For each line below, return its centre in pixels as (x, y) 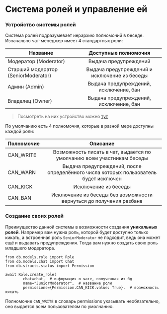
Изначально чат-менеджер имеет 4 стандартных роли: (64, 41)
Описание (102, 144)
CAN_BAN (19, 198)
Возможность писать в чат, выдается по (102, 152)
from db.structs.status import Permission (50, 266)
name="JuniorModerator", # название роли (68, 283)
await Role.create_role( (31, 274)
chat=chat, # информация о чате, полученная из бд (78, 279)
